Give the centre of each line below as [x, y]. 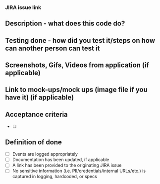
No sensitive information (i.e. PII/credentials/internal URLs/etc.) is [79, 171]
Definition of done [33, 142]
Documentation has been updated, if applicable [61, 160]
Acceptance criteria [36, 114]
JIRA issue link [23, 7]
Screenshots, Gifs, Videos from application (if [77, 65]
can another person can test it [53, 48]
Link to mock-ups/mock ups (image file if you [76, 90]
